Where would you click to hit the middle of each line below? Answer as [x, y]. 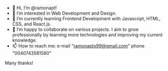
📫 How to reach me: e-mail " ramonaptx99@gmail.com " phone [78, 46]
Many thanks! [19, 63]
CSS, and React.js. [32, 24]
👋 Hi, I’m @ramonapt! [34, 8]
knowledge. [25, 40]
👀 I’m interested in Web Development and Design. [64, 13]
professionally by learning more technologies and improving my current [87, 35]
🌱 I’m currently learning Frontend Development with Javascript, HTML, [86, 19]
